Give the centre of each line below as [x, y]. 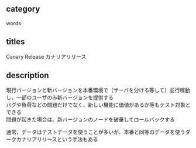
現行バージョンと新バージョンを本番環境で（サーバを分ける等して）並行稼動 [98, 90]
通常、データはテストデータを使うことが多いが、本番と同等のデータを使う [96, 132]
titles [16, 42]
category [23, 9]
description [27, 75]
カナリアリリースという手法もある [57, 139]
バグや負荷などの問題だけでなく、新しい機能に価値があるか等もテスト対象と [98, 105]
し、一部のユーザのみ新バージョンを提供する [60, 97]
